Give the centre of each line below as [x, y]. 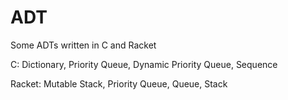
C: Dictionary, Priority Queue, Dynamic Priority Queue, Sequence [144, 64]
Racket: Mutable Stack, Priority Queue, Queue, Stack [119, 83]
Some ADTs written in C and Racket [83, 45]
